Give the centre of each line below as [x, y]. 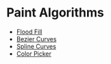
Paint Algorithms [55, 13]
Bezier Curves [36, 39]
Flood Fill [29, 32]
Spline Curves [36, 46]
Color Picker [34, 54]
